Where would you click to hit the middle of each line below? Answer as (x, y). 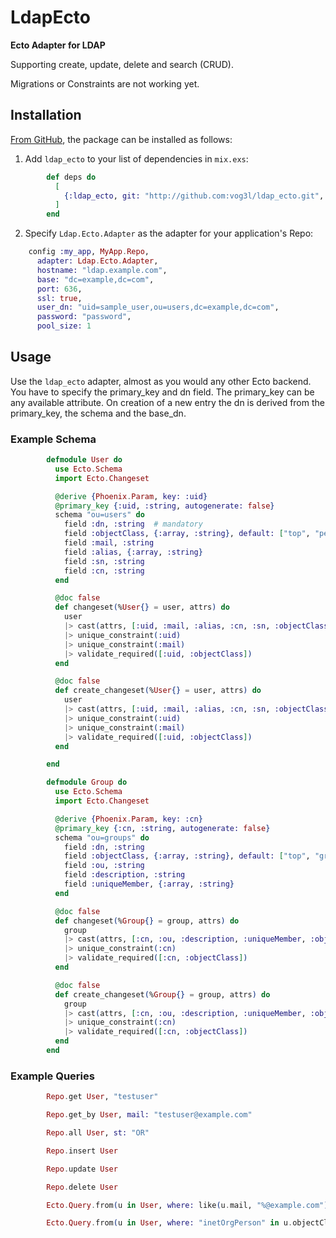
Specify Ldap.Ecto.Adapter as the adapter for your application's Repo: (169, 233)
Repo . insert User (82, 1151)
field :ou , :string (104, 866)
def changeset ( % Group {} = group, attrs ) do (147, 921)
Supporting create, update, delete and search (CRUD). (122, 64)
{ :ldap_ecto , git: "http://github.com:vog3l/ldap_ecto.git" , (194, 196)
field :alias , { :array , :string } (133, 552)
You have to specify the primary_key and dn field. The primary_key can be (162, 392)
